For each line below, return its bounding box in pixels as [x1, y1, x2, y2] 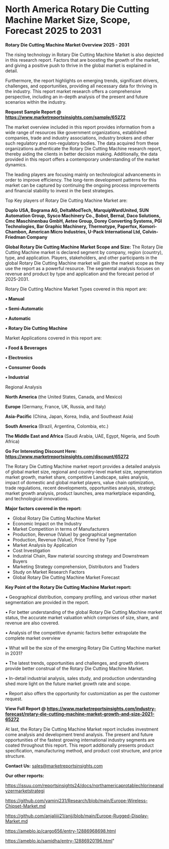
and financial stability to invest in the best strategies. [5, 187, 115, 193]
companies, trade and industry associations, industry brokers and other [5, 135, 154, 141]
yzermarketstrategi [5, 788, 45, 794]
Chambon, [5, 229, 28, 235]
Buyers [12, 558, 28, 564]
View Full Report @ [5, 705, 46, 711]
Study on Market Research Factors [12, 569, 85, 575]
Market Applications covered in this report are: [5, 335, 102, 341]
